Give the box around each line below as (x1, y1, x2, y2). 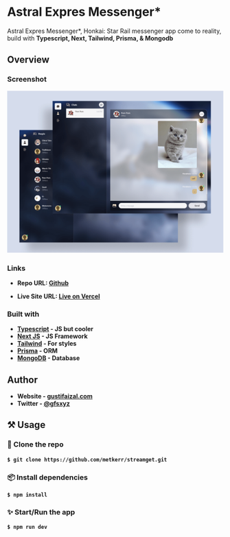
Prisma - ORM (16, 347, 58, 355)
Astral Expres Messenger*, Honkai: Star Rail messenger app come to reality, (7, 27, 222, 35)
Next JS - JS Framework (16, 332, 88, 340)
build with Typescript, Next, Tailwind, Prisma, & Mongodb (7, 34, 174, 42)
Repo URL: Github (16, 278, 69, 287)
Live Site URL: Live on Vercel (16, 292, 101, 300)
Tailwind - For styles (16, 339, 77, 348)
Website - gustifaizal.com (16, 392, 93, 401)
